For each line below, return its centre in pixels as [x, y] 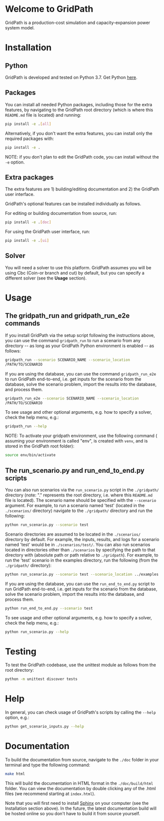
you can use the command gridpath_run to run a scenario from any [73, 340]
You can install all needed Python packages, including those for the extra [79, 104]
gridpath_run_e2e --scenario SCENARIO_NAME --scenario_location [72, 398]
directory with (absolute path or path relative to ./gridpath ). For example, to [82, 555]
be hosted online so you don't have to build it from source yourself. [73, 813]
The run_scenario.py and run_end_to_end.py [75, 470]
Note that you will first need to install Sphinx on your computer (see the [77, 803]
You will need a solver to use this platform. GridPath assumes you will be [78, 267]
